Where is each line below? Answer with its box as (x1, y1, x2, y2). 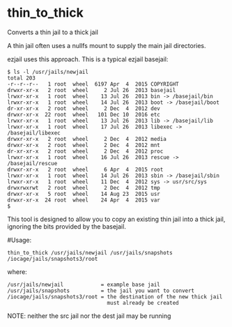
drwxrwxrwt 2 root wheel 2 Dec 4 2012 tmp (7, 184, 160, 191)
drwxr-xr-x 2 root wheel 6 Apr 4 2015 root (7, 166, 164, 173)
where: (7, 267, 28, 276)
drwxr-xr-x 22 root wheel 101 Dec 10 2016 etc (7, 111, 160, 118)
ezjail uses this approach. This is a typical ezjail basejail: (7, 54, 169, 63)
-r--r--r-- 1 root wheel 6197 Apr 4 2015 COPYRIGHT (7, 80, 179, 88)
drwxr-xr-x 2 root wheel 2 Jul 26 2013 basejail (7, 86, 176, 93)
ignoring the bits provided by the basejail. (7, 222, 127, 231)
